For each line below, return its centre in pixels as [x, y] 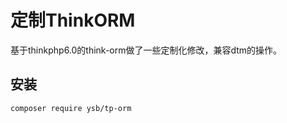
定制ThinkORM [73, 20]
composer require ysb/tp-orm [71, 108]
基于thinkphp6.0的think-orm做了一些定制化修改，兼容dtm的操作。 [146, 50]
